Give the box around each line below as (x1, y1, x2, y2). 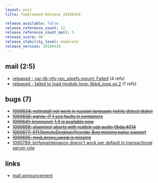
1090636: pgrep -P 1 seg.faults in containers (12, 114, 103, 120)
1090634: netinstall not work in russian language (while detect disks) (12, 108, 153, 114)
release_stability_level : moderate (5, 39, 79, 45)
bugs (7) (5, 95, 32, 103)
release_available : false (5, 21, 58, 26)
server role (12, 145, 35, 151)
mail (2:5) (5, 62, 36, 71)
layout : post (5, 7, 32, 12)
